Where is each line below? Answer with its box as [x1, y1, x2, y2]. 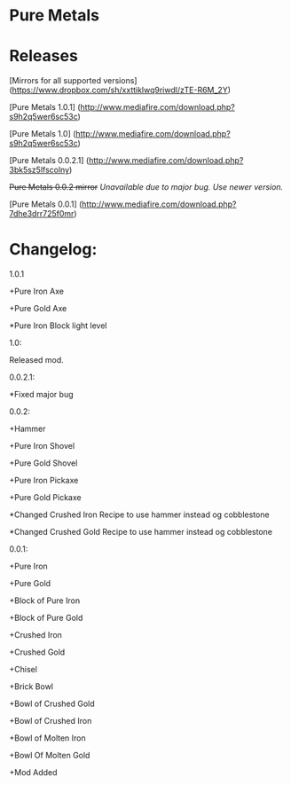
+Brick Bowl [9, 681, 53, 692]
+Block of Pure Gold [9, 613, 83, 624]
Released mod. [9, 355, 64, 365]
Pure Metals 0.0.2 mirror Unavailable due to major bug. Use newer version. [9, 182, 284, 192]
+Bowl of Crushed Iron [9, 716, 92, 726]
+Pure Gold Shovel [9, 458, 78, 468]
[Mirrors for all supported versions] [9, 75, 138, 86]
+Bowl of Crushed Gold [9, 698, 95, 710]
